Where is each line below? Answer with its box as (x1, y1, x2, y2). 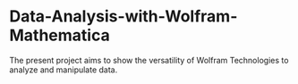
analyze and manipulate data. (9, 64, 118, 75)
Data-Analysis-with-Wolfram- (9, 6, 238, 27)
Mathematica (9, 25, 110, 46)
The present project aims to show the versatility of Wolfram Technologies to (9, 55, 289, 65)
